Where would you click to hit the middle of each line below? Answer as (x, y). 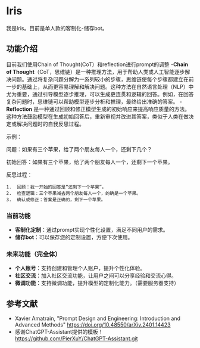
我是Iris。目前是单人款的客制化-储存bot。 (57, 28)
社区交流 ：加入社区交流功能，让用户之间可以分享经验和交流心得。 (96, 276)
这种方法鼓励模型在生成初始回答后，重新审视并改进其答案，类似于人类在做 (97, 116)
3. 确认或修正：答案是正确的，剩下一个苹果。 (56, 200)
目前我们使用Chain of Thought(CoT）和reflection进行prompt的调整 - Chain (97, 64)
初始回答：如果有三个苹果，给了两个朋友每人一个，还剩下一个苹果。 (90, 161)
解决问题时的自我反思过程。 (50, 124)
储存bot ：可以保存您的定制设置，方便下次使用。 (74, 237)
